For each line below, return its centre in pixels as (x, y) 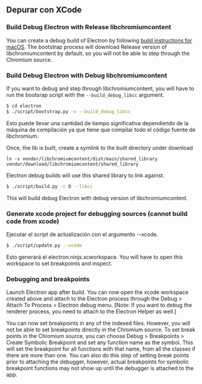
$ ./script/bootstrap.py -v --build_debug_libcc (68, 111)
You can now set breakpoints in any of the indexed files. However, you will (98, 324)
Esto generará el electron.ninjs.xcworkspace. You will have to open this (95, 257)
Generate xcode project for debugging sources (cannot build (97, 213)
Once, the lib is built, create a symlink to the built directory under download (99, 148)
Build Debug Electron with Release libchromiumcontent (89, 27)
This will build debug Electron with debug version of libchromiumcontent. (97, 198)
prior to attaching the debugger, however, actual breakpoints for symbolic (98, 362)
